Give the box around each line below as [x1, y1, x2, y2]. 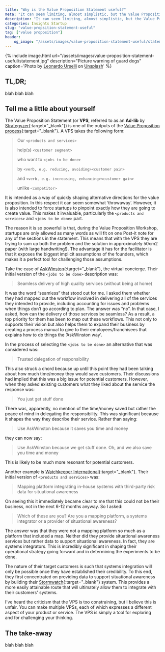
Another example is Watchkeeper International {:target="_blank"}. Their [5, 469, 149, 475]
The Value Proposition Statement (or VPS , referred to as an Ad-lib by [5, 117, 145, 123]
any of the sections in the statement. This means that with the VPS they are [5, 235, 158, 241]
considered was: [5, 347, 39, 353]
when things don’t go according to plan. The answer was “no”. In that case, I [5, 306, 160, 312]
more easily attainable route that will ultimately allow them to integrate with [5, 584, 156, 590]
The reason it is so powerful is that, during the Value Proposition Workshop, [5, 225, 158, 231]
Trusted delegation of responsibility [17, 356, 89, 362]
